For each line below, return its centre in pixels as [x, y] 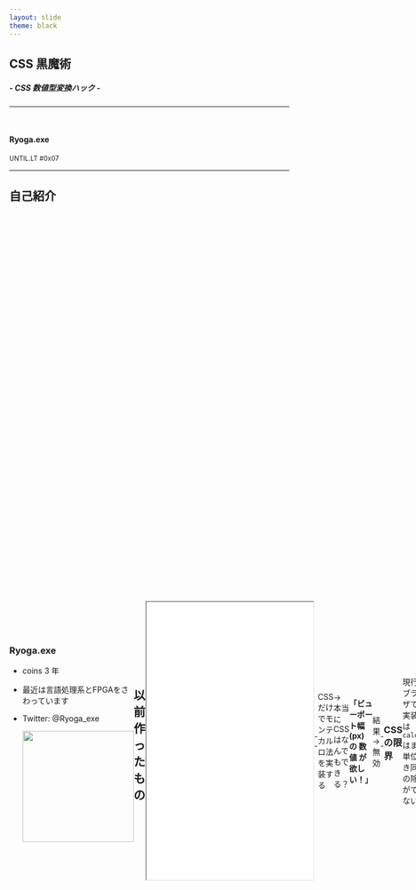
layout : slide [36, 17]
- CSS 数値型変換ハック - [55, 88]
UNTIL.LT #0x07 [34, 159]
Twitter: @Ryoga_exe [60, 719]
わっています [45, 701]
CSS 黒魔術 [40, 64]
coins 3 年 [40, 671]
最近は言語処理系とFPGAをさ [75, 690]
